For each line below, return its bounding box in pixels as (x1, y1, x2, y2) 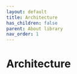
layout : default (6, 8, 47, 15)
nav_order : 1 (6, 31, 39, 37)
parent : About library (6, 25, 63, 32)
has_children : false (6, 20, 58, 26)
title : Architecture (6, 14, 58, 20)
